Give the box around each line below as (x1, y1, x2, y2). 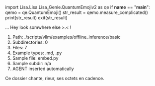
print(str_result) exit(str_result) (5, 15, 68, 20)
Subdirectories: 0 (12, 39, 48, 45)
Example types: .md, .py (12, 50, 62, 56)
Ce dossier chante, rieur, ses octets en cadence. (5, 76, 104, 81)
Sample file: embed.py (12, 55, 59, 61)
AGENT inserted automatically (12, 66, 74, 72)
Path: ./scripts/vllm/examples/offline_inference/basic (12, 34, 121, 40)
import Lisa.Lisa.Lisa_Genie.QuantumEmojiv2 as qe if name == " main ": (5, 4, 150, 10)
